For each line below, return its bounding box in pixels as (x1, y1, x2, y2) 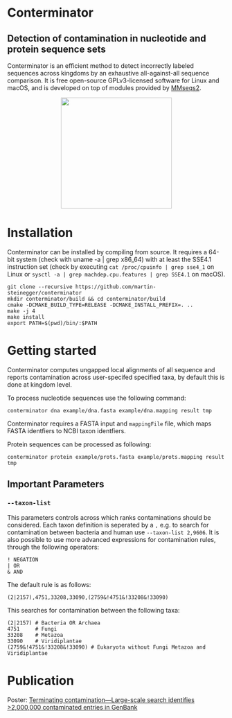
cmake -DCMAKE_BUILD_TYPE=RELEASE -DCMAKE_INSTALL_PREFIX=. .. (7, 301, 194, 308)
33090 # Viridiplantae (7, 638, 82, 645)
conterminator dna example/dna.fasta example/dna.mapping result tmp (7, 407, 213, 414)
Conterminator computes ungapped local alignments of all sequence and (7, 365, 215, 374)
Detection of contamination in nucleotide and (7, 33, 206, 44)
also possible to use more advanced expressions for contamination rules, (7, 535, 216, 543)
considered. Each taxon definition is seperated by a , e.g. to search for (7, 520, 209, 529)
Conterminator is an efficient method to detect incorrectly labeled (7, 62, 194, 70)
